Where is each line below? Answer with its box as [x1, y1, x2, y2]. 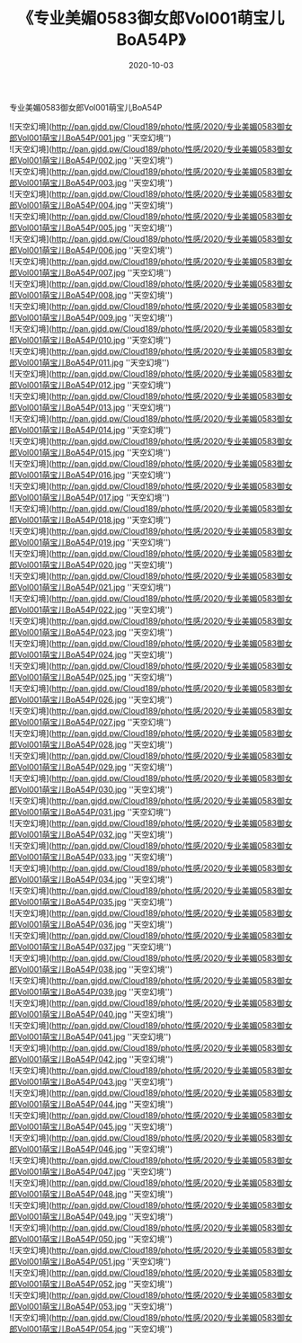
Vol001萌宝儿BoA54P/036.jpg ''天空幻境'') [16, 919, 173, 929]
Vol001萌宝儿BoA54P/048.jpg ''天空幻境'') [16, 1188, 173, 1199]
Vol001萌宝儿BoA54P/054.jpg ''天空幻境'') [16, 1323, 173, 1334]
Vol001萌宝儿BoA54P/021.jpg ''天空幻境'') [16, 582, 172, 592]
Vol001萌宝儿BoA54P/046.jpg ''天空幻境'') [16, 1143, 173, 1154]
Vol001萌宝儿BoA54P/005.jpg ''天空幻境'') [16, 222, 173, 233]
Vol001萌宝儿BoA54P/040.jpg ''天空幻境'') [16, 1009, 173, 1019]
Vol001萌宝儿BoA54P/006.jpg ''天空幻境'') [16, 245, 173, 255]
